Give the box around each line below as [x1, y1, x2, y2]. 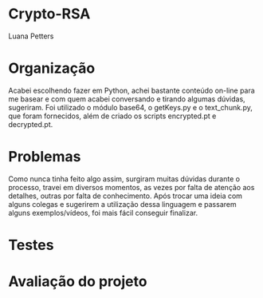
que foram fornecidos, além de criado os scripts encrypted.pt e [8, 111, 217, 121]
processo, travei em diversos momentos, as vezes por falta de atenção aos [8, 182, 255, 192]
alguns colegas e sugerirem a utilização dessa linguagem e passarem [8, 199, 237, 209]
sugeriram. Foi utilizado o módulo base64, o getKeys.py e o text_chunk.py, [8, 102, 253, 112]
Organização [8, 59, 96, 77]
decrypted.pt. [8, 119, 53, 129]
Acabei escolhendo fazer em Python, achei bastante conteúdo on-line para [8, 85, 255, 95]
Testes [8, 236, 54, 254]
